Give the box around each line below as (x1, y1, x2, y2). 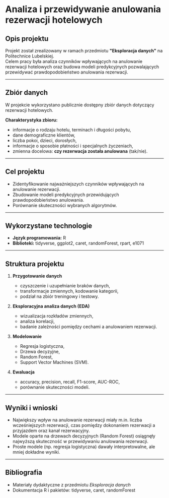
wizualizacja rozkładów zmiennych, (20, 313, 94, 319)
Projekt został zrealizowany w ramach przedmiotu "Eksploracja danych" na (5, 48, 163, 53)
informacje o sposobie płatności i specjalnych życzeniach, (12, 143, 133, 149)
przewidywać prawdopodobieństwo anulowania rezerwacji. (5, 69, 128, 75)
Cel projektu (5, 167, 45, 176)
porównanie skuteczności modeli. (20, 384, 90, 390)
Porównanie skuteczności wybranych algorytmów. (12, 202, 117, 208)
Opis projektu (5, 34, 49, 43)
